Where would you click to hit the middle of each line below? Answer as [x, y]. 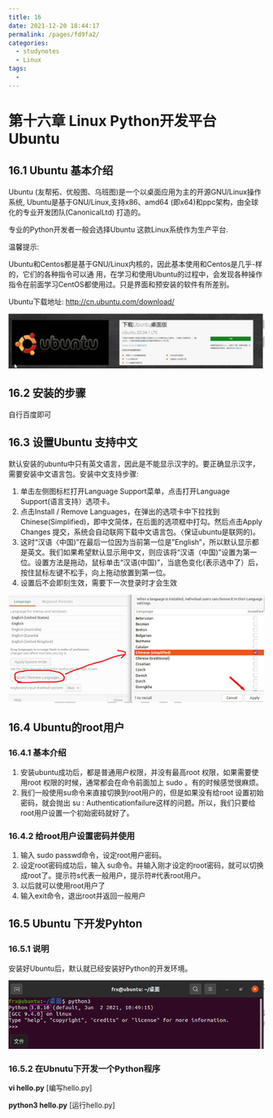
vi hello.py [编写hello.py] [50, 1088]
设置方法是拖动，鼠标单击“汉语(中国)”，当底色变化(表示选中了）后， [148, 562]
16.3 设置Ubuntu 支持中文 [73, 443]
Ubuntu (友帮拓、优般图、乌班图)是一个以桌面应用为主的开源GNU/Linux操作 [135, 192]
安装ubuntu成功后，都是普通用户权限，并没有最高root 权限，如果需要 [136, 772]
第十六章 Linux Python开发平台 [113, 121]
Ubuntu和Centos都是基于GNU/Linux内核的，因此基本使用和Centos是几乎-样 [135, 263]
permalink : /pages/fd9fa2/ [54, 34]
